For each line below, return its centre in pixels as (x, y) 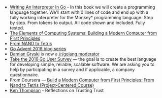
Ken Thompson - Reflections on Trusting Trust (57, 90)
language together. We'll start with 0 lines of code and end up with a (79, 12)
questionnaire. (24, 75)
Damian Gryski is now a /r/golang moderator (55, 54)
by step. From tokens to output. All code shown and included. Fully (77, 23)
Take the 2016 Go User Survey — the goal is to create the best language (83, 59)
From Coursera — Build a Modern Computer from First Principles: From (82, 80)
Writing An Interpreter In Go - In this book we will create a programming (82, 7)
